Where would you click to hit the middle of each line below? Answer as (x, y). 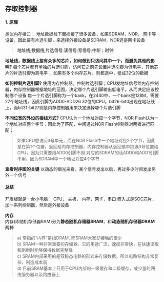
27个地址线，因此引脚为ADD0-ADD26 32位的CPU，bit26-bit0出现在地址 (78, 101)
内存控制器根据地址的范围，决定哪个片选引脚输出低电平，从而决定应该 (84, 89)
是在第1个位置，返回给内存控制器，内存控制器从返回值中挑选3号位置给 (88, 146)
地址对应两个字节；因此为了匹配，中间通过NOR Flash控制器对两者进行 (80, 124)
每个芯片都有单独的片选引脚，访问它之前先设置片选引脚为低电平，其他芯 (86, 67)
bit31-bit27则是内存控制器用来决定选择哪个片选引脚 (69, 107)
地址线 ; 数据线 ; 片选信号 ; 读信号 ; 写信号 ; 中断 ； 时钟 (65, 50)
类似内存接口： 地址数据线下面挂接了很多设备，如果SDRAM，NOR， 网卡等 (81, 34)
